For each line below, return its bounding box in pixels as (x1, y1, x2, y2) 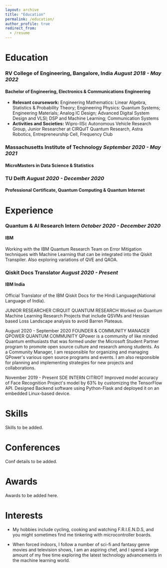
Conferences (5, 442, 61, 453)
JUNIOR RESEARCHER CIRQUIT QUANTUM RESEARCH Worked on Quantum (5, 307, 163, 313)
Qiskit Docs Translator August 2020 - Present (5, 269, 118, 276)
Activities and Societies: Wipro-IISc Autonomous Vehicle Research (12, 121, 152, 127)
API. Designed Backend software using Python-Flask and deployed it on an (5, 385, 160, 391)
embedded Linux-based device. (5, 390, 71, 396)
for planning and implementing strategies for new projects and (5, 359, 133, 365)
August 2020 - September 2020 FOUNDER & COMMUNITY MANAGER (5, 327, 150, 333)
